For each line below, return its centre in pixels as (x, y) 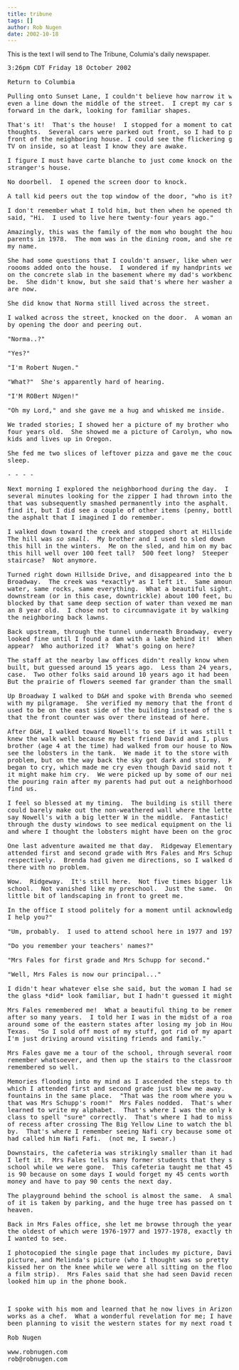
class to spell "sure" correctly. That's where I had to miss (120, 1117)
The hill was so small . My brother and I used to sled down (116, 539)
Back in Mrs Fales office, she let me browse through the (111, 1224)
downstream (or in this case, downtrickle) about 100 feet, (115, 596)
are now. (22, 289)
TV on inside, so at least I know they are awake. (97, 146)
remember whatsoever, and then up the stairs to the (101, 1060)
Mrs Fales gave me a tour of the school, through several (111, 1053)
